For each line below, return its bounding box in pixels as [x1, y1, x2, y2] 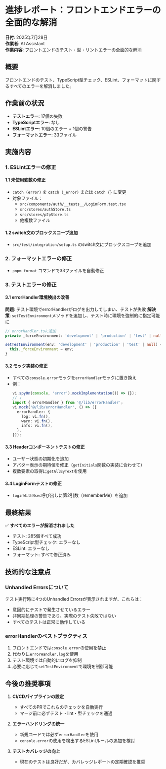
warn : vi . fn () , [21, 418, 53, 424]
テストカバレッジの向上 [12, 748, 60, 754]
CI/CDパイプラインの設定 [12, 693, 64, 699]
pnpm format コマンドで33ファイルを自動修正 [12, 267, 104, 273]
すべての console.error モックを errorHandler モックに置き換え [12, 375, 137, 381]
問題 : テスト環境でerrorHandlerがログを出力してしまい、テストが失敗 [5, 306, 147, 312]
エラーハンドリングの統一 [12, 721, 65, 727]
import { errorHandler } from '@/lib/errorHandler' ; [12, 400, 124, 405]
